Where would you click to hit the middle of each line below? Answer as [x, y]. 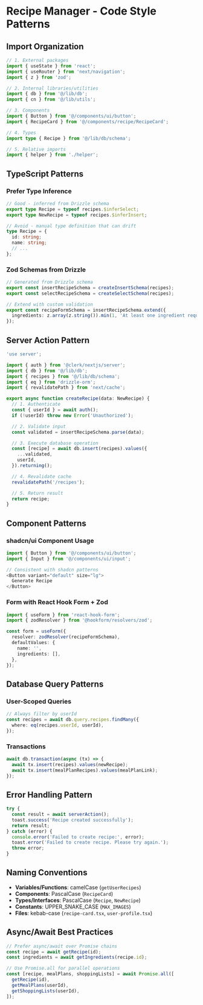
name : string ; [29, 243]
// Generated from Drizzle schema [50, 282]
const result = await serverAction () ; [61, 815]
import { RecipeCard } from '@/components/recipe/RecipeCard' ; [88, 122]
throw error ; [28, 848]
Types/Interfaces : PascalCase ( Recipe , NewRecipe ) [78, 900]
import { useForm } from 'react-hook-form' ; [63, 615]
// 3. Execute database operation [55, 443]
